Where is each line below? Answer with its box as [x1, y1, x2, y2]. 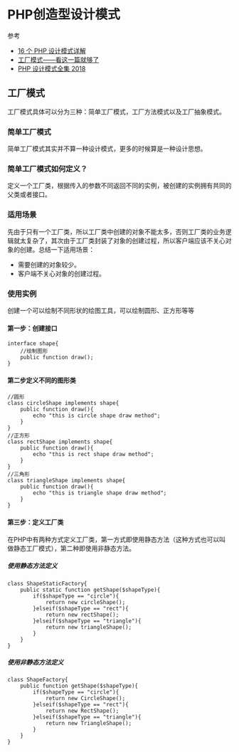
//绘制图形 [20, 348, 48, 355]
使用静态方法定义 [7, 561, 58, 570]
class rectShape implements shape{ [7, 438, 113, 445]
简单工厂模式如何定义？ [7, 164, 87, 174]
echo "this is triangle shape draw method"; [33, 489, 167, 497]
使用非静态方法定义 [7, 658, 64, 667]
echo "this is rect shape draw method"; [33, 451, 154, 458]
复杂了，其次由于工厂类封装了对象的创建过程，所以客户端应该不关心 [26, 236, 225, 245]
